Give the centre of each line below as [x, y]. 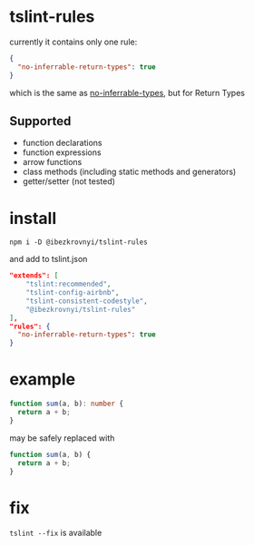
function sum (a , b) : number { [67, 404]
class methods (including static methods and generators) [129, 172]
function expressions [62, 152]
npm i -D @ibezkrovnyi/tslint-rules [78, 242]
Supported [40, 121]
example [43, 380]
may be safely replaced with [62, 438]
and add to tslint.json [49, 259]
